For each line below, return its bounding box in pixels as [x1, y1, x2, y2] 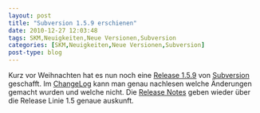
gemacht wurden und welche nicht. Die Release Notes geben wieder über [8, 88, 251, 96]
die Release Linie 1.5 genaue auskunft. [8, 96, 134, 105]
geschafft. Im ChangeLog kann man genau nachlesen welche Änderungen [8, 79, 253, 88]
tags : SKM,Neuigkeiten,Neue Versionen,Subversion [8, 33, 177, 42]
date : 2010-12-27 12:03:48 [8, 26, 98, 34]
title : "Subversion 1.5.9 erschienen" [8, 19, 137, 27]
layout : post [8, 11, 52, 20]
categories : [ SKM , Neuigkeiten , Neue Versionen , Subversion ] [8, 41, 205, 49]
